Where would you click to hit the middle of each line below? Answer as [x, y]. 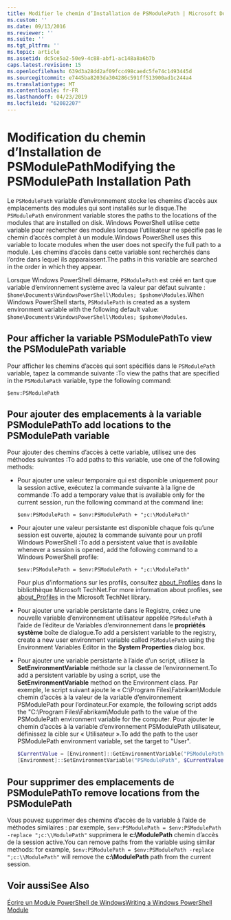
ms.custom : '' [27, 20]
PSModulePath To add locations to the [89, 425]
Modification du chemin [77, 138]
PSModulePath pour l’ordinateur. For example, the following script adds [117, 705]
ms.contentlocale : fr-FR [43, 90]
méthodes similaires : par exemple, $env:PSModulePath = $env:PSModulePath [114, 828]
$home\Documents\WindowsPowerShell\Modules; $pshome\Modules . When [106, 295]
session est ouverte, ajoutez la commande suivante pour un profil [110, 535]
